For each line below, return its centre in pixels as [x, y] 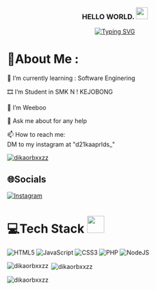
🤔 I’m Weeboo [27, 108]
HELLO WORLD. [108, 16]
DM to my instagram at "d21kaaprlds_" [61, 144]
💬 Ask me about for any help [47, 121]
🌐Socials [27, 179]
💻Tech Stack [46, 229]
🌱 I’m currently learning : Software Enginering [71, 78]
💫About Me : [43, 59]
